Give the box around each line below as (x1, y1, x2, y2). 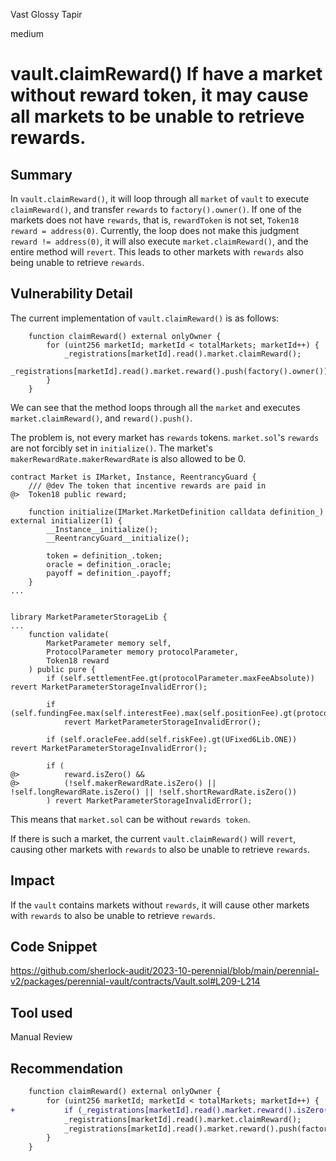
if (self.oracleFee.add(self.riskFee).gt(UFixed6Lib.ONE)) (46, 734, 298, 744)
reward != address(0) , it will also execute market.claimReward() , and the (10, 235, 309, 247)
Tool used (10, 1004, 73, 1021)
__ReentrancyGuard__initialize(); (46, 533, 190, 543)
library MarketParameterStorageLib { (10, 612, 168, 622)
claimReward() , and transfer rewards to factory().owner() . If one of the (10, 204, 302, 215)
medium (10, 28, 44, 39)
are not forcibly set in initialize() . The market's (10, 442, 213, 454)
